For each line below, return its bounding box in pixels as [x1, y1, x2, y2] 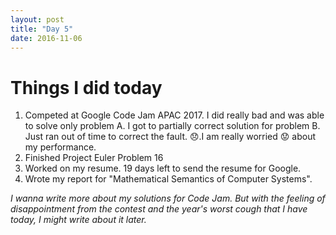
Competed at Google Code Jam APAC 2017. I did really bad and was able [24, 109, 325, 121]
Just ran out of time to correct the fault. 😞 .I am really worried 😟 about [24, 131, 316, 143]
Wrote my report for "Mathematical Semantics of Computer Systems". [24, 173, 313, 185]
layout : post [10, 14, 65, 25]
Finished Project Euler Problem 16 [24, 152, 164, 164]
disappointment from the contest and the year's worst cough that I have [10, 203, 308, 215]
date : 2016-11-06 [10, 33, 83, 43]
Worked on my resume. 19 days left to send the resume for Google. [24, 162, 302, 175]
